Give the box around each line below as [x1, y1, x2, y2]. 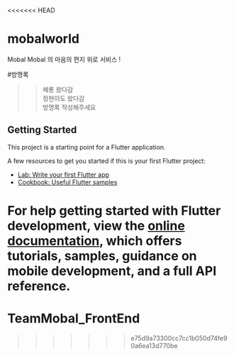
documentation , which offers [7, 233, 182, 249]
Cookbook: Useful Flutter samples [17, 177, 118, 187]
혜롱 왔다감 [42, 85, 73, 94]
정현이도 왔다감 [42, 94, 85, 102]
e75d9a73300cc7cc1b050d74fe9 [130, 333, 228, 343]
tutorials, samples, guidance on [7, 247, 197, 264]
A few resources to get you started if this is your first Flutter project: [7, 156, 206, 165]
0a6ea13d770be [130, 341, 178, 350]
